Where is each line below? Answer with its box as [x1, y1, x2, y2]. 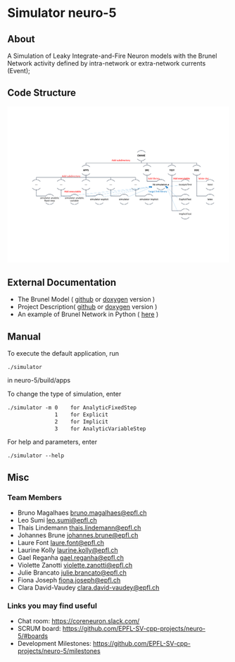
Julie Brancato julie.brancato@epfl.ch [17, 568, 127, 577]
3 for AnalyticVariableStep [54, 425, 146, 432]
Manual [7, 330, 41, 342]
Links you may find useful [7, 601, 97, 611]
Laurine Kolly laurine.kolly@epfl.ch [17, 546, 118, 554]
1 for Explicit [54, 411, 109, 418]
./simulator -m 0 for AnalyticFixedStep [7, 404, 137, 411]
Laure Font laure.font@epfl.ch [17, 538, 104, 547]
